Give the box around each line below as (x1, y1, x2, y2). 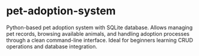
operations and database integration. (6, 43, 98, 50)
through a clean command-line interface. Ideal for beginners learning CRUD (6, 36, 194, 43)
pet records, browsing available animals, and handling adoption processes (6, 30, 190, 37)
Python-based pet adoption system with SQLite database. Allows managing (6, 24, 193, 31)
